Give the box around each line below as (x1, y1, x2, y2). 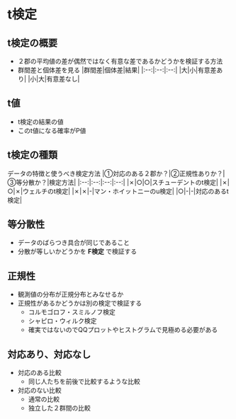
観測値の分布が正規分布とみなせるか (17, 290, 124, 299)
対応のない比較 (17, 386, 62, 395)
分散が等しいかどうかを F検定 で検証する (17, 247, 137, 256)
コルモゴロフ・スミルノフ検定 (28, 308, 116, 316)
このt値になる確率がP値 (17, 126, 86, 134)
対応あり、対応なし (7, 348, 91, 360)
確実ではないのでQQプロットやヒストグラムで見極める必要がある (28, 326, 218, 334)
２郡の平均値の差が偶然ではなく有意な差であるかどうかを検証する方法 (17, 57, 223, 65)
